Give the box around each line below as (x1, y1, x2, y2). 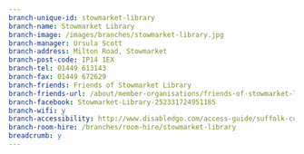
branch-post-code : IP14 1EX (8, 55, 115, 64)
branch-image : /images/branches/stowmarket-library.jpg (8, 30, 224, 39)
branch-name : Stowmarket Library (8, 22, 135, 31)
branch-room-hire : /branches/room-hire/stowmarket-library (8, 123, 237, 132)
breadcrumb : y (8, 131, 63, 140)
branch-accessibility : (8, 114, 94, 123)
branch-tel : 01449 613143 (8, 64, 106, 73)
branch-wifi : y (8, 106, 66, 115)
